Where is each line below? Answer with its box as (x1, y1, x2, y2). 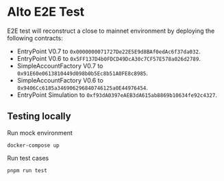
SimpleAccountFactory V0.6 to (16, 76, 104, 84)
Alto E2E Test (7, 4, 85, 20)
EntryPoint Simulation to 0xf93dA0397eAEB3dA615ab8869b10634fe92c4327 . (16, 90, 218, 99)
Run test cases (7, 154, 49, 162)
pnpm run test (7, 167, 48, 174)
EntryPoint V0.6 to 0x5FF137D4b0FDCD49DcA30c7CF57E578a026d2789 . (16, 54, 201, 62)
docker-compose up (7, 141, 60, 149)
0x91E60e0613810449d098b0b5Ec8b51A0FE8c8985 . (16, 69, 149, 77)
